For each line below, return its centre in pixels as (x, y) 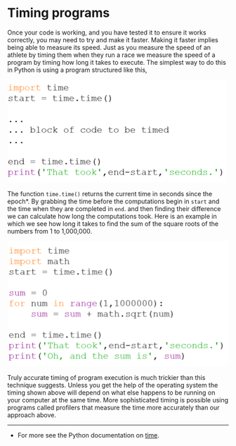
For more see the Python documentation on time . (88, 435)
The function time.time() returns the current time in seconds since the (110, 193)
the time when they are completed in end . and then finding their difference (114, 208)
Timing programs (59, 13)
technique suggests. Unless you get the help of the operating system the (113, 386)
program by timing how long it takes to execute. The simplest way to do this (117, 62)
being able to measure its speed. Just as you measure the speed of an (109, 47)
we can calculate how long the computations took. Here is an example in (112, 216)
